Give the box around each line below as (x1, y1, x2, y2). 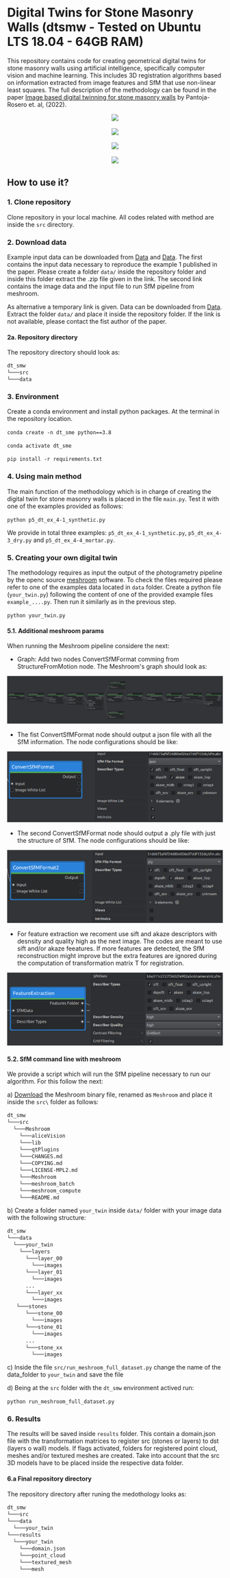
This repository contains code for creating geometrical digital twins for (7, 56, 207, 64)
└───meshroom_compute (19, 1188, 81, 1195)
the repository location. (7, 415, 73, 423)
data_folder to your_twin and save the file (7, 1370, 124, 1379)
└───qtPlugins (19, 1147, 60, 1153)
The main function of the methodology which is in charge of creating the (7, 487, 212, 495)
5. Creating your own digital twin (7, 553, 118, 562)
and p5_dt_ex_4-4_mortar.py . (33, 536, 115, 544)
